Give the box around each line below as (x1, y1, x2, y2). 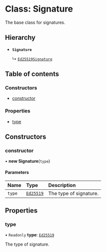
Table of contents (5, 70, 59, 78)
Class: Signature (5, 3, 74, 15)
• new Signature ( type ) (5, 158, 50, 164)
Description (48, 182, 76, 188)
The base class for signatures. (5, 19, 65, 25)
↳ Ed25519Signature (12, 56, 53, 62)
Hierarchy (5, 34, 36, 42)
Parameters (5, 169, 29, 175)
